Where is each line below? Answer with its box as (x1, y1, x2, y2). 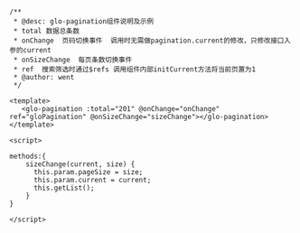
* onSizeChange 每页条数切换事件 (13, 55, 133, 64)
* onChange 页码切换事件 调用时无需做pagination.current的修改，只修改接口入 (13, 36, 291, 45)
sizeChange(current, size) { (25, 160, 136, 169)
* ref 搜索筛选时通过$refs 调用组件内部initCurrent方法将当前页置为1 (13, 65, 256, 74)
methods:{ (9, 152, 47, 161)
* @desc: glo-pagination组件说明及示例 (13, 17, 155, 26)
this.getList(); (33, 183, 95, 192)
